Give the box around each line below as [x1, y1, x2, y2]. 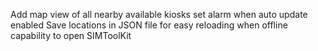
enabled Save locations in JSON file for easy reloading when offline [10, 19, 288, 31]
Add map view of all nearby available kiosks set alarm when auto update [10, 9, 308, 20]
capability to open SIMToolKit [10, 30, 132, 41]
